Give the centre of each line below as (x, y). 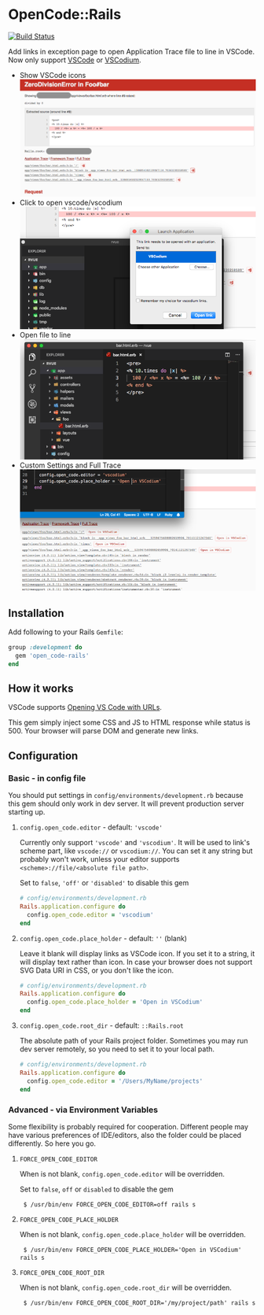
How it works (41, 688)
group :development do (45, 647)
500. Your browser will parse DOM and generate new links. (103, 731)
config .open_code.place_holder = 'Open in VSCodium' (115, 1002)
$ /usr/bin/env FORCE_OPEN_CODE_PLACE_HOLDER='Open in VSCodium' (132, 1250)
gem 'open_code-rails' (52, 656)
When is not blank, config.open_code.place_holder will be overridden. (132, 1234)
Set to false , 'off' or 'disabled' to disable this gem (104, 883)
